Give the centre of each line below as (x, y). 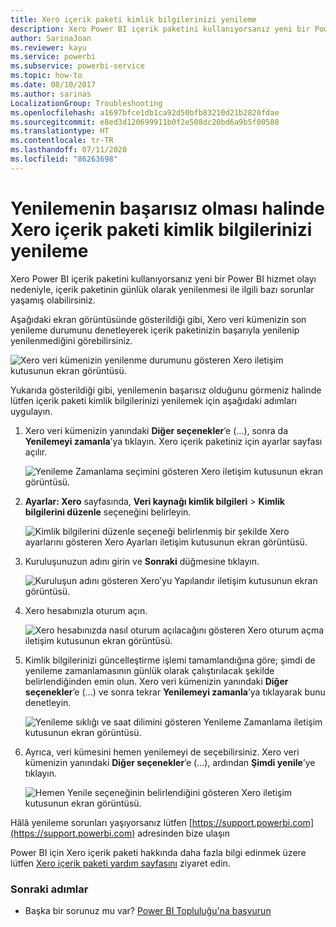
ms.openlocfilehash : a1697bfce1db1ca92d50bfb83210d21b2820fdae (145, 112)
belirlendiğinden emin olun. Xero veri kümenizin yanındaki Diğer (156, 681)
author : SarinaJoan (51, 38)
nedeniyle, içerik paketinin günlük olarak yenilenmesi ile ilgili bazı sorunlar (162, 289)
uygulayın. (31, 411)
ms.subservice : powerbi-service (77, 66)
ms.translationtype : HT (60, 131)
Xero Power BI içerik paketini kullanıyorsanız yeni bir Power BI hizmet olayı (163, 278)
